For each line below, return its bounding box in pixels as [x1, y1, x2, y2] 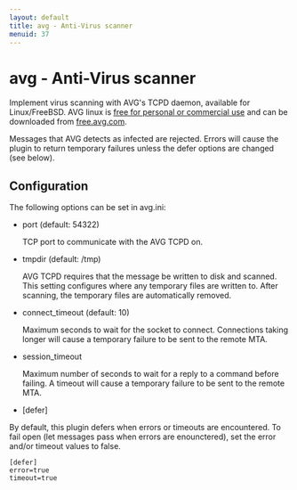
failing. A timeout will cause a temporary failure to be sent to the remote [21, 378, 285, 388]
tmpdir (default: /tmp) [21, 254, 101, 265]
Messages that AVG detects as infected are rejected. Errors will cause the [9, 134, 279, 144]
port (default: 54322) [21, 219, 100, 230]
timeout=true [9, 474, 58, 483]
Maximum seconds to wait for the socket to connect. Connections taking [21, 324, 289, 335]
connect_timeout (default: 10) [21, 307, 131, 318]
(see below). [9, 152, 55, 163]
